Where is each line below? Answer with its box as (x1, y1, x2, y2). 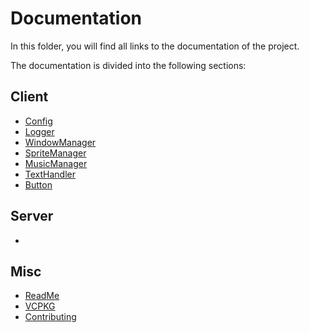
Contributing (24, 311, 77, 323)
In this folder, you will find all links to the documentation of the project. (10, 40, 300, 52)
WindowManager (24, 136, 97, 148)
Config (24, 115, 53, 127)
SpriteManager (24, 147, 87, 159)
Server (10, 208, 54, 225)
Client (10, 88, 49, 106)
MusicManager (24, 157, 88, 169)
